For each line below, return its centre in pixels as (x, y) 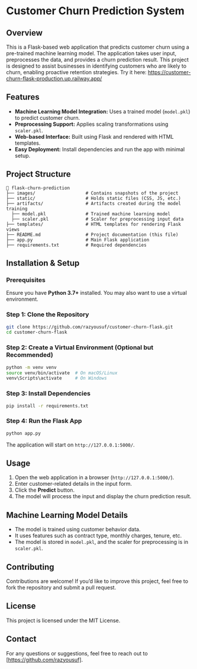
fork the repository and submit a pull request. (61, 588)
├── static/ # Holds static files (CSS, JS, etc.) (94, 198)
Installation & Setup (43, 263)
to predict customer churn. (47, 117)
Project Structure (38, 174)
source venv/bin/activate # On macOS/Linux (62, 373)
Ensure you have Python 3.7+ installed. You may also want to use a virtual (97, 293)
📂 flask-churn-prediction (38, 188)
